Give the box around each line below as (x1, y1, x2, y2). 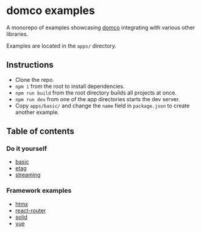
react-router (15, 207, 46, 214)
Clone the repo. (15, 76, 55, 83)
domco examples (6, 4, 96, 18)
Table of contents (6, 126, 74, 137)
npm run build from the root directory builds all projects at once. (15, 89, 177, 96)
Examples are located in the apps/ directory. (6, 42, 117, 49)
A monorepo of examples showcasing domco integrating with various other (6, 24, 196, 31)
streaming (15, 171, 41, 179)
